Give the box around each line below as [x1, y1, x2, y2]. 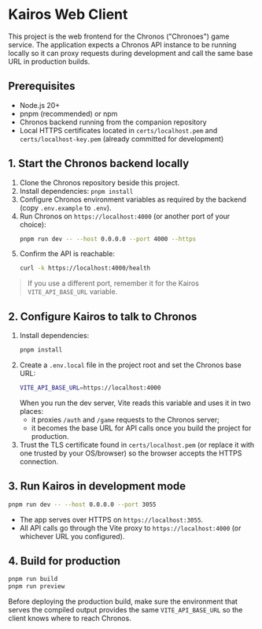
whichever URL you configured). [19, 531, 125, 541]
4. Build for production [8, 554, 120, 568]
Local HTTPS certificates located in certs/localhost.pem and [19, 125, 218, 135]
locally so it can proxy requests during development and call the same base [8, 48, 253, 58]
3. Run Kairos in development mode [8, 479, 186, 493]
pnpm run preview [8, 582, 65, 590]
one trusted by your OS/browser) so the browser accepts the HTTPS [19, 448, 242, 458]
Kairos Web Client [8, 6, 128, 24]
